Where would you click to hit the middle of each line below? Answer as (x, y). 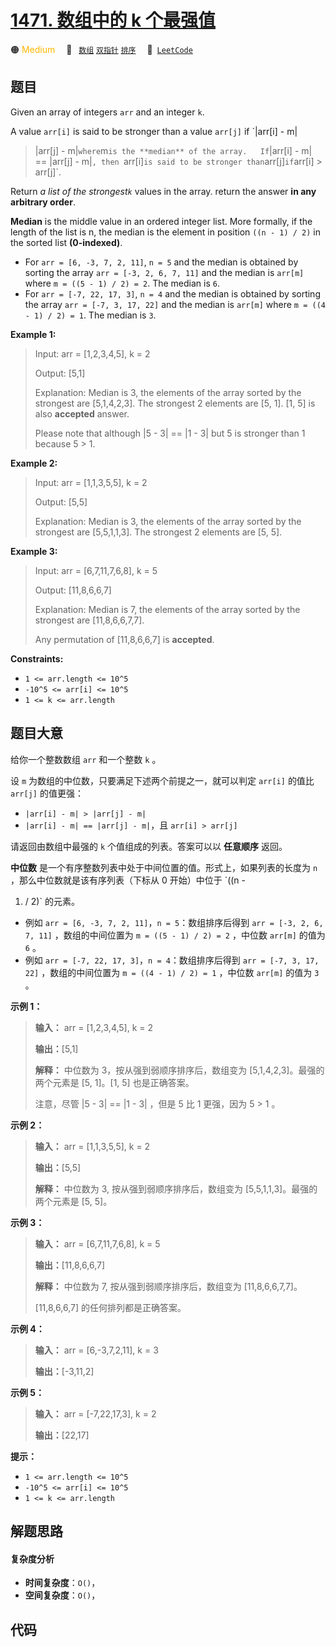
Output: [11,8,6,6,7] (73, 590)
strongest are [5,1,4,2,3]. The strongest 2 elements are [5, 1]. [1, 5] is (175, 403)
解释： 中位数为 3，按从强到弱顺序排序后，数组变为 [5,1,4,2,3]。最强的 (179, 1070)
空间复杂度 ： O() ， (62, 1595)
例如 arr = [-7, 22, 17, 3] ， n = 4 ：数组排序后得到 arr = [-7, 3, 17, (172, 960)
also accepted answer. (82, 413)
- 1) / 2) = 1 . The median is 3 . (90, 315)
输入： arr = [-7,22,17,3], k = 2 (95, 1413)
